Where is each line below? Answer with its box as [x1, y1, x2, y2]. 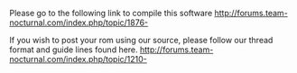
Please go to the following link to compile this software [9, 8, 213, 18]
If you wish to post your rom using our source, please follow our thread [9, 35, 274, 45]
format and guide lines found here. [9, 44, 138, 55]
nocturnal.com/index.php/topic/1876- [9, 17, 149, 28]
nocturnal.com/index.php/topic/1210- [9, 54, 147, 64]
